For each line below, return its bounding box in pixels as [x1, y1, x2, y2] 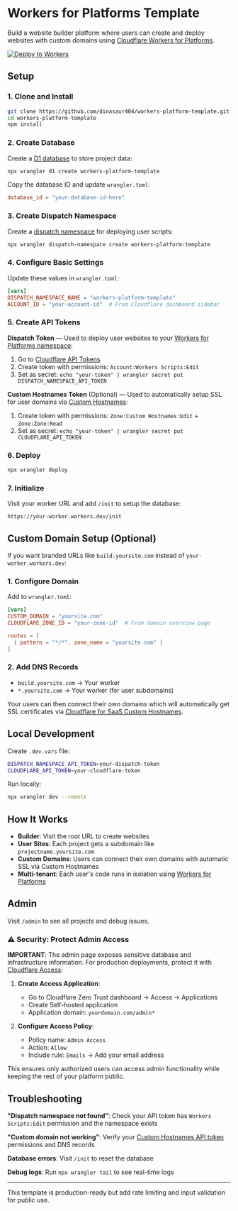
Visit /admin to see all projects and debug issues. [7, 916, 150, 925]
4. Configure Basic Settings [7, 258, 104, 268]
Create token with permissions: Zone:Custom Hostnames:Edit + [17, 411, 199, 420]
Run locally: [7, 779, 42, 789]
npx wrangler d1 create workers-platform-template [7, 168, 160, 175]
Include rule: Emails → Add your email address [28, 1051, 164, 1059]
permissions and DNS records [7, 1140, 95, 1149]
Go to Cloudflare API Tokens [17, 355, 101, 363]
